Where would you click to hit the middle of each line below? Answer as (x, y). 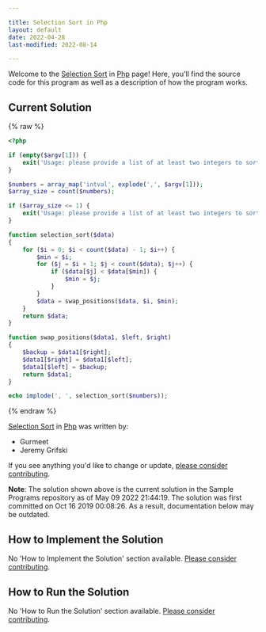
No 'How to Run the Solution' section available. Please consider (112, 611)
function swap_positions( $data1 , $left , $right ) (90, 337)
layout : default (35, 30)
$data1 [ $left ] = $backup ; (65, 367)
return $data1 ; (47, 374)
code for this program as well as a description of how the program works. (128, 82)
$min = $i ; (55, 257)
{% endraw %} (32, 411)
